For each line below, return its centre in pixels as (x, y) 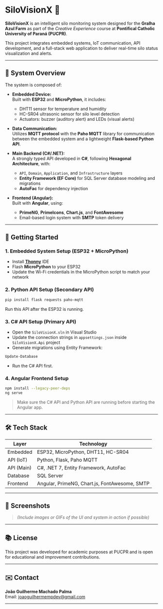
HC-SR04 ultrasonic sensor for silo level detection (69, 114)
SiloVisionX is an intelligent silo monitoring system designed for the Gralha (80, 23)
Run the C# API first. (33, 366)
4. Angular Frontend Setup (37, 378)
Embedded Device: (32, 94)
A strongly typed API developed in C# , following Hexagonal (72, 158)
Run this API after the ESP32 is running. (44, 309)
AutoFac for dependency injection (54, 188)
